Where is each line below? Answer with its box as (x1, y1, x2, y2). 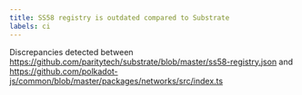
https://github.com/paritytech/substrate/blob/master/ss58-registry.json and (9, 56, 294, 67)
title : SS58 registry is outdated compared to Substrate (9, 13, 230, 23)
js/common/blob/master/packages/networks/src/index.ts (9, 75, 224, 86)
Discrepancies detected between (9, 46, 134, 57)
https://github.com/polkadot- (9, 65, 118, 77)
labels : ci (9, 22, 51, 31)
